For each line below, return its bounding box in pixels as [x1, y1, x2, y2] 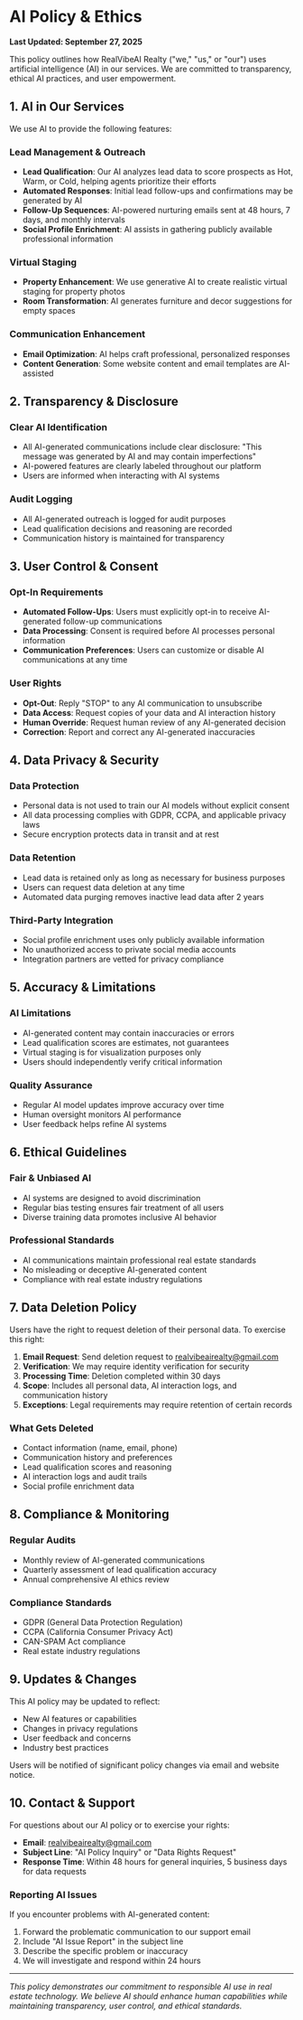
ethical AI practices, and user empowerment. [9, 72, 177, 83]
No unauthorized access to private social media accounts [22, 944, 236, 954]
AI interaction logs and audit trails [22, 1470, 147, 1481]
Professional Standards [9, 1234, 115, 1246]
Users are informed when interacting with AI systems [22, 470, 220, 481]
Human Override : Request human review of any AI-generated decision [22, 717, 287, 728]
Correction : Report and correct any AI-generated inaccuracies [22, 726, 255, 738]
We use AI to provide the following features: [9, 123, 172, 134]
